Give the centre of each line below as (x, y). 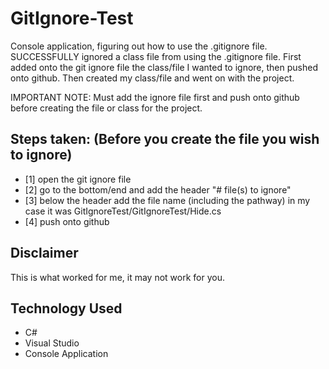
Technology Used (66, 308)
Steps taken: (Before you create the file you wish (165, 139)
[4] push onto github (67, 221)
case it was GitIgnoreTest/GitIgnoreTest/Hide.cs (123, 211)
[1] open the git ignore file (78, 179)
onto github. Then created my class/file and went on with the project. (152, 78)
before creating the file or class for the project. (106, 108)
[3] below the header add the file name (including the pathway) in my (167, 200)
